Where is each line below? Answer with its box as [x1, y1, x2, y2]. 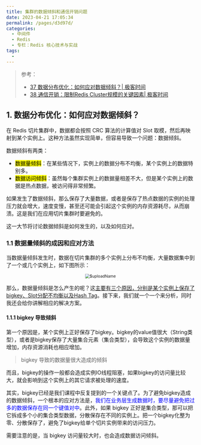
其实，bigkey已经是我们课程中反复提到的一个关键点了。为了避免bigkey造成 [6, 389, 191, 396]
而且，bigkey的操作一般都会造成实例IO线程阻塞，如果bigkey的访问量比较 [6, 369, 186, 376]
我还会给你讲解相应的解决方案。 [6, 299, 85, 306]
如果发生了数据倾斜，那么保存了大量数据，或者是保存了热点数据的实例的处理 [6, 195, 195, 202]
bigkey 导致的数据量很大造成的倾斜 [20, 356, 108, 363]
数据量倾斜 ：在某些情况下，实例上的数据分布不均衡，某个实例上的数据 [14, 160, 188, 167]
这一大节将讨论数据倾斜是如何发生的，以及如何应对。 [6, 223, 138, 230]
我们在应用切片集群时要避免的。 [26, 210, 106, 217]
